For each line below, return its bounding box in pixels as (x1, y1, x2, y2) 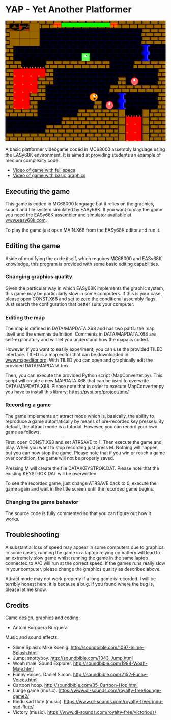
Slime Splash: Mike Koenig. (12, 644, 70, 651)
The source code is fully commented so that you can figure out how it (5, 510, 151, 516)
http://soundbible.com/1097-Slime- (70, 644, 145, 651)
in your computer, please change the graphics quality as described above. (5, 565, 161, 572)
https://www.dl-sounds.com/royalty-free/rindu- (63, 699, 163, 705)
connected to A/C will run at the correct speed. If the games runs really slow (5, 560, 165, 567)
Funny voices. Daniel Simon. (12, 672, 72, 678)
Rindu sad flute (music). (12, 699, 63, 705)
